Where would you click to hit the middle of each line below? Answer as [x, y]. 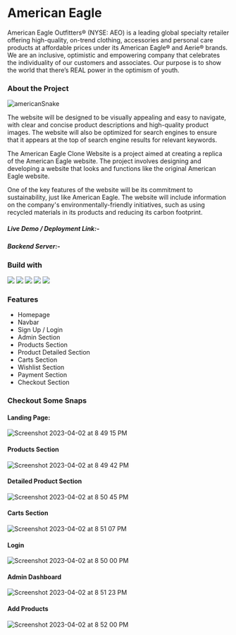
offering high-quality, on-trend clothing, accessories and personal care [110, 40]
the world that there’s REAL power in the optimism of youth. [93, 70]
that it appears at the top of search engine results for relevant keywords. [112, 140]
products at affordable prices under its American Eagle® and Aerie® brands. [117, 47]
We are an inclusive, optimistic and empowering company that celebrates [114, 55]
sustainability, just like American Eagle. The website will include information [117, 197]
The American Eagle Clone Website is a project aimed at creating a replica [115, 154]
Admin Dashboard [35, 576]
